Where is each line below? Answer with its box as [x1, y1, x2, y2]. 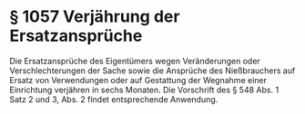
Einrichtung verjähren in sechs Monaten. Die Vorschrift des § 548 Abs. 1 [9, 84, 280, 95]
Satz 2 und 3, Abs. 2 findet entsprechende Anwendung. [9, 93, 219, 105]
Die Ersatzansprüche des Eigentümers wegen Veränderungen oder [9, 55, 261, 66]
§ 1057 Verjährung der [9, 6, 180, 27]
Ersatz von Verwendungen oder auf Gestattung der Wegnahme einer [9, 74, 267, 85]
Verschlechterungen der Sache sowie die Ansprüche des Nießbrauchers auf [9, 65, 296, 76]
